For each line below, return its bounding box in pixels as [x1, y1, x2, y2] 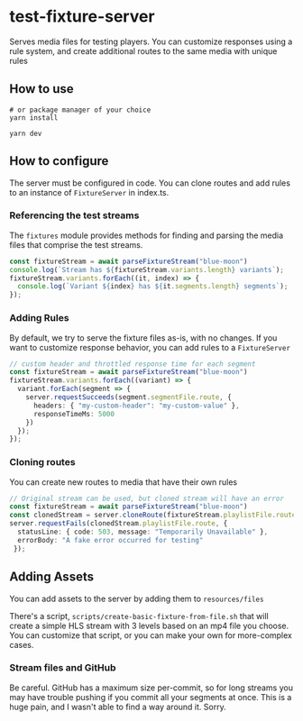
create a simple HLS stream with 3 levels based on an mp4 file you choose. [9, 620, 289, 631]
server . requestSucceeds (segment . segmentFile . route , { [25, 393, 232, 402]
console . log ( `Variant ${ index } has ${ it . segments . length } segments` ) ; [17, 282, 289, 291]
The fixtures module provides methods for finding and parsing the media [9, 230, 284, 241]
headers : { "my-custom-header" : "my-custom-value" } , [32, 401, 241, 410]
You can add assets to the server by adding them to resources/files [9, 593, 264, 604]
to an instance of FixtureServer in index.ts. [9, 187, 170, 197]
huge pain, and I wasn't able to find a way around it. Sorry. [9, 701, 227, 712]
